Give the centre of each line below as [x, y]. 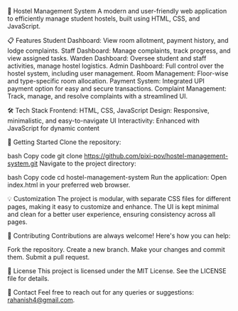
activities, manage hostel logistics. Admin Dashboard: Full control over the [116, 66]
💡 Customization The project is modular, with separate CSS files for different [119, 199]
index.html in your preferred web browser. [69, 185]
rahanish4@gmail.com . [41, 300]
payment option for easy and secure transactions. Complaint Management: [117, 88]
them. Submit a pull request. [49, 257]
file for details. [28, 279]
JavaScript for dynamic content [53, 128]
